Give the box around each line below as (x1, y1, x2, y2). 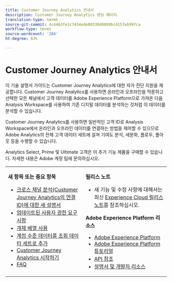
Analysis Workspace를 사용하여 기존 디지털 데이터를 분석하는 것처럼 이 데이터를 (5, 101, 166, 108)
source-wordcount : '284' (5, 31, 58, 36)
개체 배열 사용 (16, 224, 48, 231)
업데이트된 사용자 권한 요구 (16, 209, 78, 216)
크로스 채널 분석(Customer (16, 186, 78, 193)
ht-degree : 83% (5, 36, 38, 42)
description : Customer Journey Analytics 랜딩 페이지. (5, 12, 119, 17)
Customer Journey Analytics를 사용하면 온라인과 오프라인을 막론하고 (24, 88, 164, 95)
